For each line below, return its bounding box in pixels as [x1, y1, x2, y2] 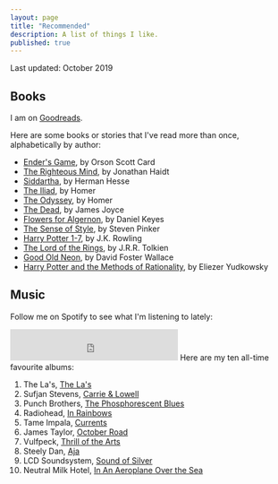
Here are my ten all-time [179, 351, 269, 363]
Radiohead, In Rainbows [22, 407, 113, 418]
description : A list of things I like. [10, 30, 159, 39]
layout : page [10, 13, 59, 22]
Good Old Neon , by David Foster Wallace [22, 252, 174, 263]
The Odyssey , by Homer [22, 194, 113, 206]
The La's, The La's [22, 378, 92, 390]
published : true [10, 38, 71, 48]
